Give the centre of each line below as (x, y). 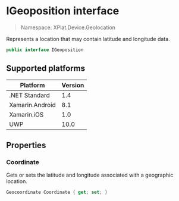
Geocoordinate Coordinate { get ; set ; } (57, 192)
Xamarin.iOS (26, 114)
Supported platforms (45, 69)
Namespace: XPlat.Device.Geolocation (68, 27)
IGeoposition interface (63, 11)
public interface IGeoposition (45, 50)
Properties (26, 145)
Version (73, 85)
